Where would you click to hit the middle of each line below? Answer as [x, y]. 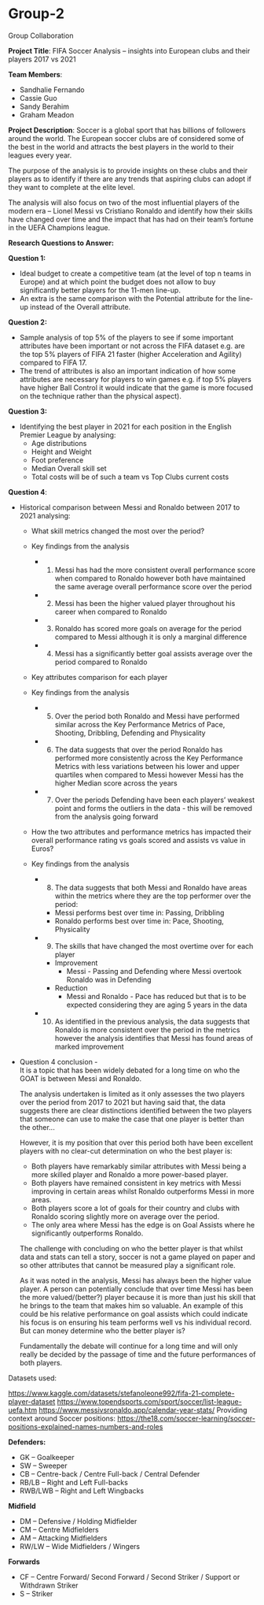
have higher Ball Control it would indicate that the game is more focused [136, 388]
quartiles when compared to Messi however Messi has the [149, 775]
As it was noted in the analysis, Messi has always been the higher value [135, 1280]
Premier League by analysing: [68, 435]
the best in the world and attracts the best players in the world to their [121, 147]
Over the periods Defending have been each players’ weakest [155, 800]
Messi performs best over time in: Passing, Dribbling [139, 912]
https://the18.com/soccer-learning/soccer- [186, 1418]
